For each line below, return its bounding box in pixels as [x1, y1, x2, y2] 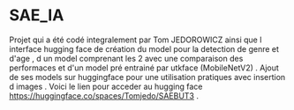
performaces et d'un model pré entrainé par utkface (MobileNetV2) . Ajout [9, 62, 280, 73]
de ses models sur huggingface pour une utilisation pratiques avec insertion [9, 71, 286, 82]
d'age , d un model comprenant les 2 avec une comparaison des [9, 53, 244, 63]
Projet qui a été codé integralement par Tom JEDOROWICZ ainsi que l [9, 34, 262, 45]
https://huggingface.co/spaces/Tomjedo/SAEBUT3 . [9, 90, 199, 101]
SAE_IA [9, 5, 64, 26]
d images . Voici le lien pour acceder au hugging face [9, 81, 203, 92]
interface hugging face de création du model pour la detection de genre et [9, 43, 280, 54]
